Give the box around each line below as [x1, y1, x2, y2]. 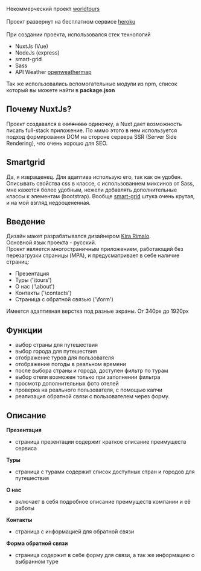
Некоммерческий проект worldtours [6, 5, 100, 12]
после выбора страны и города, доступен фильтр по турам [14, 367, 168, 375]
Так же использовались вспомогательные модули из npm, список [6, 80, 177, 87]
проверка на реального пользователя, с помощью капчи [14, 386, 163, 393]
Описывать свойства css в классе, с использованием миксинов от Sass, [6, 179, 194, 187]
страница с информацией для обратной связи [14, 528, 135, 535]
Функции [6, 325, 43, 335]
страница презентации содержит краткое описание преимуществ [14, 438, 187, 446]
